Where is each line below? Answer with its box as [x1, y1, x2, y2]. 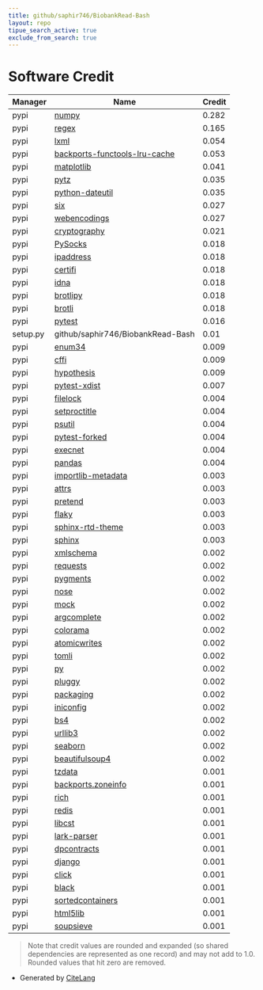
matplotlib [54, 162, 92, 173]
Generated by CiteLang [19, 973, 96, 983]
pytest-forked [54, 432, 107, 443]
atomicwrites [54, 638, 103, 649]
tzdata [54, 766, 78, 777]
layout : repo [8, 19, 51, 27]
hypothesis [54, 367, 96, 379]
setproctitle [54, 406, 97, 417]
